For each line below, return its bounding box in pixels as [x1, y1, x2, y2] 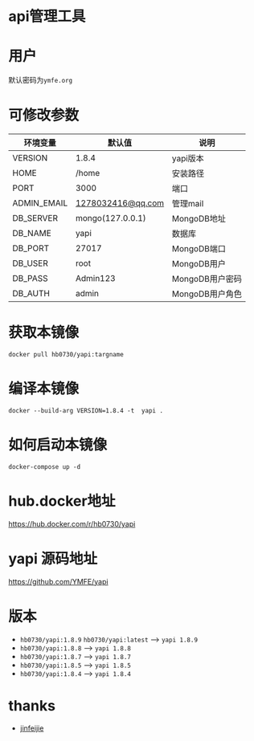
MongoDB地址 [171, 214, 227, 225]
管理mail [171, 198, 204, 210]
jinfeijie [19, 723, 44, 733]
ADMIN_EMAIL [12, 197, 68, 209]
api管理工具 [8, 7, 86, 26]
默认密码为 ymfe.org [8, 75, 73, 85]
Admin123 [75, 273, 116, 284]
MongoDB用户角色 [171, 288, 243, 299]
